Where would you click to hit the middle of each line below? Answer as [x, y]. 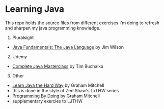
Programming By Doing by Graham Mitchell [56, 96]
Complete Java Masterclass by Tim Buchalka [58, 66]
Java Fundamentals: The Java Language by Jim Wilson [68, 47]
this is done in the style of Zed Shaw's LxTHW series [66, 90]
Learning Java [35, 9]
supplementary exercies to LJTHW [47, 101]
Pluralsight [23, 37]
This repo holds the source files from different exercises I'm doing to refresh [82, 23]
